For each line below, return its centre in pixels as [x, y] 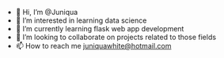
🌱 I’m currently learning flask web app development [100, 29]
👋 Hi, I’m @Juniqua [47, 12]
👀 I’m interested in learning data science [81, 20]
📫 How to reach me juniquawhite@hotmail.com [93, 46]
